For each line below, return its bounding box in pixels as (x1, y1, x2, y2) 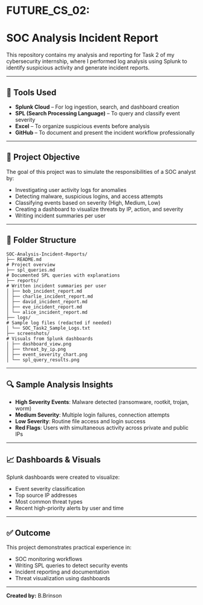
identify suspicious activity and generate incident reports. (6, 64, 150, 71)
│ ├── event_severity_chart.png (6, 351, 88, 357)
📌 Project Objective (6, 152, 80, 162)
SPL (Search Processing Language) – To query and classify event (14, 109, 180, 117)
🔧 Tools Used (6, 87, 57, 97)
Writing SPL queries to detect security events (14, 562, 128, 569)
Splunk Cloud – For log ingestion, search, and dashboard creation (14, 103, 179, 110)
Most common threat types (14, 498, 83, 505)
